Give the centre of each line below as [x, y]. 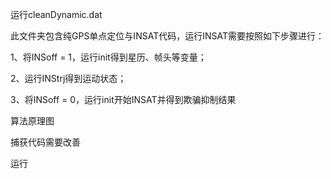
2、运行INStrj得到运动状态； [68, 78]
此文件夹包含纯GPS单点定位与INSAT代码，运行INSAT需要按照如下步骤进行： [167, 36]
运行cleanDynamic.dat [56, 14]
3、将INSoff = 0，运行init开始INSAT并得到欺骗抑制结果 [123, 99]
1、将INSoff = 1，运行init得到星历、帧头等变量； [108, 57]
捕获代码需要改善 [45, 142]
